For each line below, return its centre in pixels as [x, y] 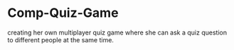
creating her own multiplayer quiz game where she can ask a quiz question [117, 32]
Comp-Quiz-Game [63, 13]
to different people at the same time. [60, 39]
